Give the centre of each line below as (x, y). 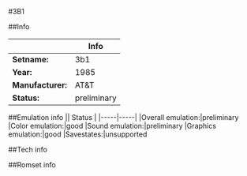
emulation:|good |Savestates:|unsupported (78, 134)
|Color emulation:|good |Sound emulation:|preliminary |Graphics (112, 126)
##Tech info (28, 150)
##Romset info (32, 165)
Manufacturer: (40, 85)
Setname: (30, 60)
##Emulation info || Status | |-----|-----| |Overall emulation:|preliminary (123, 117)
